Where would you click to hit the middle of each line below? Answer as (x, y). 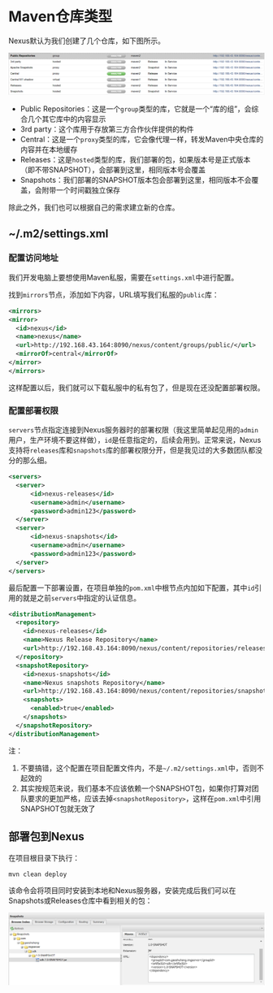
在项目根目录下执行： (44, 857)
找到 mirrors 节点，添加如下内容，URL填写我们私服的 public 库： (114, 294)
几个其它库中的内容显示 (67, 119)
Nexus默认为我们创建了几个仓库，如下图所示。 (87, 41)
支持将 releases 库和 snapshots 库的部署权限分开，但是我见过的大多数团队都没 (135, 450)
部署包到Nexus (47, 837)
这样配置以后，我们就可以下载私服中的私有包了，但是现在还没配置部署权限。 (136, 388)
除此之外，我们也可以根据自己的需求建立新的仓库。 (94, 207)
